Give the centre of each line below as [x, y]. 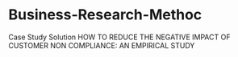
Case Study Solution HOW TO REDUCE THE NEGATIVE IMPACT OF [119, 37]
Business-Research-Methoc [105, 15]
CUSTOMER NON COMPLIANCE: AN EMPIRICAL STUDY [102, 45]
